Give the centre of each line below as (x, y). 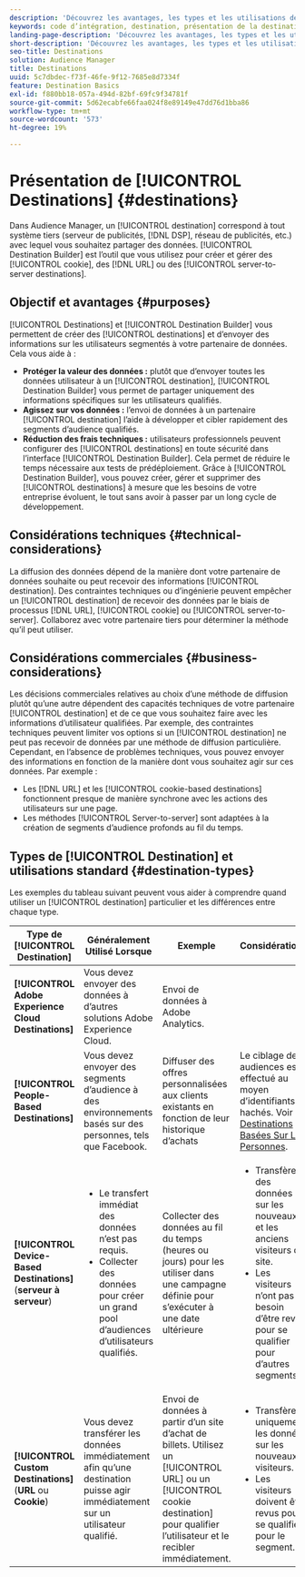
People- (32, 1095)
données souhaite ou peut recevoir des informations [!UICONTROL (134, 581)
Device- (33, 1256)
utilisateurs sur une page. (70, 809)
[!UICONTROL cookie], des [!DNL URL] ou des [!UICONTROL (123, 264)
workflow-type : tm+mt (50, 111)
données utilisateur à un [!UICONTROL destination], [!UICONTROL (146, 381)
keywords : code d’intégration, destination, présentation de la (133, 26)
